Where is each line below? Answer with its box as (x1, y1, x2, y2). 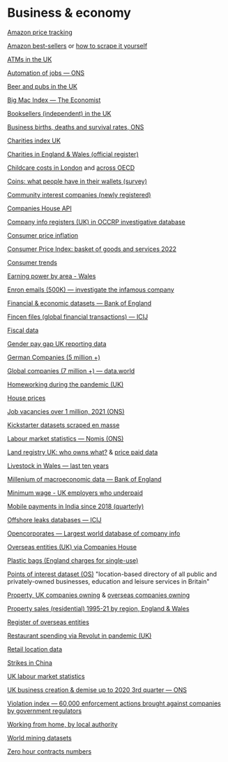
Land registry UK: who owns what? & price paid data (7, 447, 158, 456)
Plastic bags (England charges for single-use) (7, 556, 139, 564)
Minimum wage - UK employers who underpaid (7, 488, 143, 497)
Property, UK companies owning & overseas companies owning (7, 591, 190, 599)
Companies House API (7, 204, 72, 213)
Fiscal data (7, 326, 39, 334)
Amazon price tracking (7, 28, 73, 36)
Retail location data (7, 645, 63, 653)
